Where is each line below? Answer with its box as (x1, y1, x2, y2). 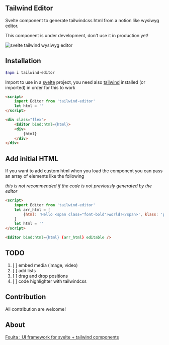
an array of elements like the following (5, 173, 84, 179)
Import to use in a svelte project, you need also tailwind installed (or (5, 79, 146, 85)
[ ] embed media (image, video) (12, 262, 78, 268)
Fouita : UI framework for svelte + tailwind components (5, 334, 119, 340)
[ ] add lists (12, 267, 36, 273)
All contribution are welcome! (5, 306, 66, 312)
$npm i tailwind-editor (5, 70, 55, 75)
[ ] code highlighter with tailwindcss (12, 278, 87, 284)
